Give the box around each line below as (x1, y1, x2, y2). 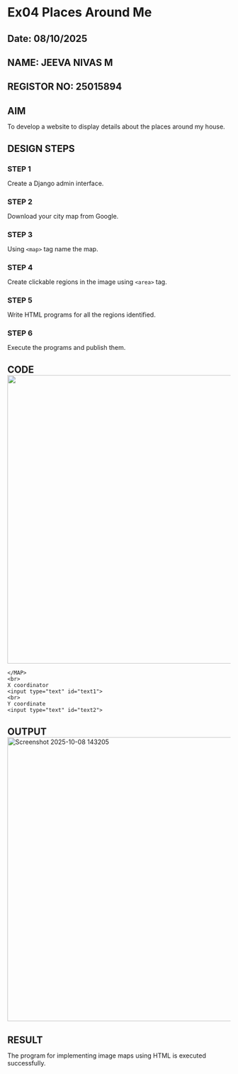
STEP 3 (7, 229, 33, 239)
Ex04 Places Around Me (7, 4, 152, 21)
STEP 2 (7, 197, 33, 207)
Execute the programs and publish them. (7, 343, 126, 351)
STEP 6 (7, 328, 33, 338)
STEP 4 (7, 262, 33, 272)
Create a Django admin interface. (7, 179, 104, 188)
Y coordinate (7, 701, 46, 708)
